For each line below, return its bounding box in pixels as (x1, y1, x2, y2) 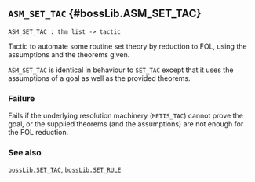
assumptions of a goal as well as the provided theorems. (8, 73, 191, 82)
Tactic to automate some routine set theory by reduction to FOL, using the (8, 42, 247, 51)
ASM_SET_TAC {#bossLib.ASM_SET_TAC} (8, 7, 202, 20)
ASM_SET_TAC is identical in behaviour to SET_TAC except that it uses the (8, 65, 234, 75)
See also (8, 147, 42, 158)
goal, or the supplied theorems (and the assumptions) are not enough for (8, 119, 244, 129)
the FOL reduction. (8, 128, 69, 137)
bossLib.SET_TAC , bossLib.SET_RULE (8, 165, 122, 174)
